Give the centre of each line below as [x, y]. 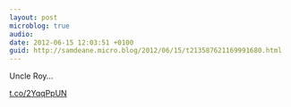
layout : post [34, 17]
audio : [21, 34]
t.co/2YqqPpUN [38, 94]
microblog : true [39, 26]
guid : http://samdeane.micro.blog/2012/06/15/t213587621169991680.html [145, 51]
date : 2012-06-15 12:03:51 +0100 [72, 42]
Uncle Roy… [31, 76]
